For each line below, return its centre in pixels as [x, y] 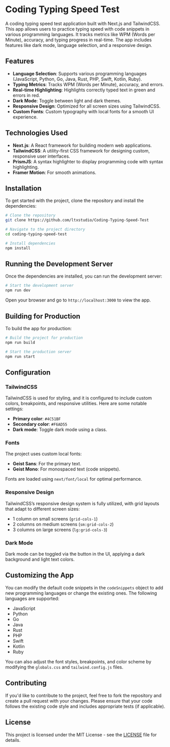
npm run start [20, 356]
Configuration [28, 372]
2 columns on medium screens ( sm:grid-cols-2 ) [63, 524]
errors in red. [26, 95]
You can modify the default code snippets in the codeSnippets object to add [84, 587]
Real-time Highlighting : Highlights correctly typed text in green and [84, 90]
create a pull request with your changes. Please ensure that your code [79, 701]
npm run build [20, 342]
